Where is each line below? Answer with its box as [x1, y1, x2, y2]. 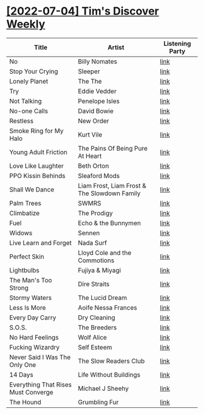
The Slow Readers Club [78, 357, 145, 365]
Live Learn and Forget [9, 238, 72, 247]
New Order [78, 116, 109, 125]
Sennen [78, 229, 100, 237]
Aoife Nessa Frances [78, 303, 138, 312]
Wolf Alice [78, 333, 107, 341]
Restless [9, 116, 34, 125]
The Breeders [78, 323, 117, 332]
